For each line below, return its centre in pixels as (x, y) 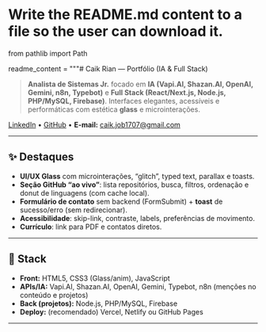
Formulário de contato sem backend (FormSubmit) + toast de (121, 201)
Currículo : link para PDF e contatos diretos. (91, 227)
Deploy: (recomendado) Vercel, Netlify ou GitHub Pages (111, 311)
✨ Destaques (41, 157)
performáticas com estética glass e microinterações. (114, 109)
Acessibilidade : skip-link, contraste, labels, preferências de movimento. (137, 218)
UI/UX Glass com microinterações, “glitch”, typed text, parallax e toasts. (137, 176)
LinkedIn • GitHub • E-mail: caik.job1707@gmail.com (94, 124)
